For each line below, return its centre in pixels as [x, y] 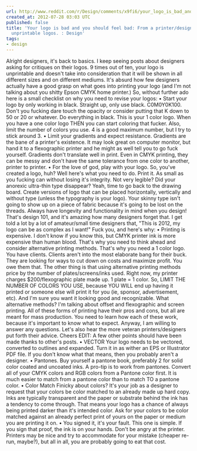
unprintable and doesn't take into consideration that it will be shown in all [94, 73]
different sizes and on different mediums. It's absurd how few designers [93, 79]
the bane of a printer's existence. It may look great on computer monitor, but [98, 142]
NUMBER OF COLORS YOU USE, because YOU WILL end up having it [90, 285]
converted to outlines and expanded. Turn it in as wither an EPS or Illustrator [98, 348]
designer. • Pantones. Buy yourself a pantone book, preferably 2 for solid [94, 360]
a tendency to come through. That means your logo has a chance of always [97, 404]
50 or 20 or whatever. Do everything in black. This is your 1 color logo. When [98, 117]
